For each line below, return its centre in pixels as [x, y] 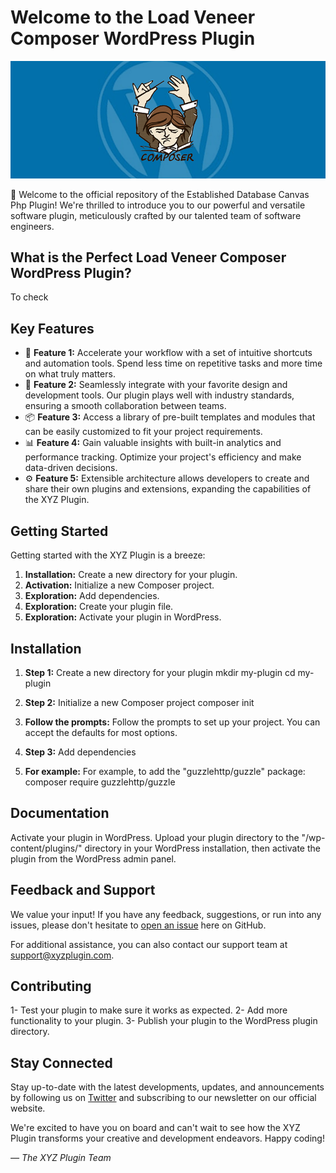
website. [28, 1108]
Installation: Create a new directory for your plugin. [131, 575]
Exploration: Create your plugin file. [99, 607]
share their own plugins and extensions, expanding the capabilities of [168, 489]
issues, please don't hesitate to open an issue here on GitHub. [138, 925]
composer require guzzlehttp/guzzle [100, 782]
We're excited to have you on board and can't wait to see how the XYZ [155, 1128]
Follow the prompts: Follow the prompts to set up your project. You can [172, 722]
